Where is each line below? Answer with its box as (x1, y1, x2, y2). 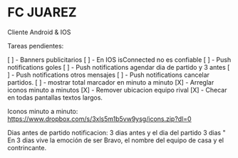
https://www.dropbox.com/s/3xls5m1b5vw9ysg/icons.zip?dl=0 (7, 115, 192, 123)
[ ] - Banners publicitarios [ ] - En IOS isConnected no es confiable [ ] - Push (7, 55, 232, 64)
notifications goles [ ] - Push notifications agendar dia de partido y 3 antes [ (7, 63, 230, 71)
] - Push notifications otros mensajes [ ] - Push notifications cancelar (7, 70, 210, 79)
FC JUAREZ (7, 4, 77, 21)
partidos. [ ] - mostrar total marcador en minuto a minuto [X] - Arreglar (7, 78, 214, 86)
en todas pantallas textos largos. (7, 93, 103, 102)
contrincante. (7, 143, 47, 152)
